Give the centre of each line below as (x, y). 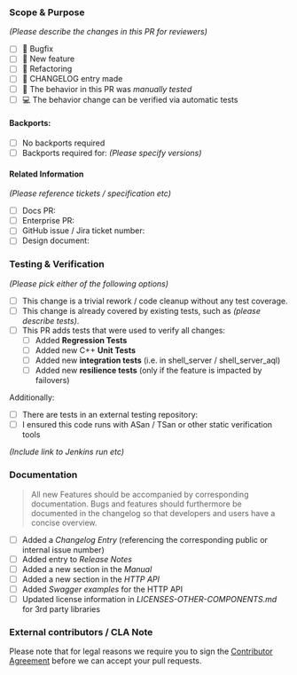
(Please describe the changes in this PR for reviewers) (109, 32)
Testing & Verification (57, 264)
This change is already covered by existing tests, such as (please (141, 310)
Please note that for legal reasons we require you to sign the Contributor (141, 651)
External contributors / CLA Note (81, 632)
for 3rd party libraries (61, 608)
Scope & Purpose (47, 12)
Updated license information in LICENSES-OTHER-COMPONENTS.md (149, 599)
